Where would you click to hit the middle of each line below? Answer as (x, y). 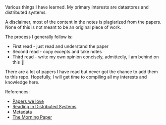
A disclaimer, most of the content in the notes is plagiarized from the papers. (83, 22)
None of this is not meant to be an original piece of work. (63, 27)
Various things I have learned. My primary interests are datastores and (77, 7)
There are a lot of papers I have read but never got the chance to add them (82, 72)
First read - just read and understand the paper (60, 46)
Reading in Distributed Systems (44, 106)
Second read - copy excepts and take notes (57, 52)
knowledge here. (22, 82)
